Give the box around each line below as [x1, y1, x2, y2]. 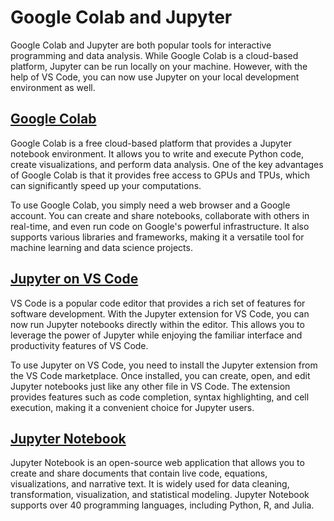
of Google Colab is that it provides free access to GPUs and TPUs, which [10, 169, 311, 181]
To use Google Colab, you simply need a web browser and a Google [10, 199, 291, 211]
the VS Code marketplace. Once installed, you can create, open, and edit [10, 369, 311, 381]
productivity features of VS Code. [10, 339, 149, 351]
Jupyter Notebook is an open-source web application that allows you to [10, 457, 305, 469]
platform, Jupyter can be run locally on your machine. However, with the [10, 60, 308, 72]
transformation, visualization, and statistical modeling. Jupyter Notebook [10, 489, 310, 501]
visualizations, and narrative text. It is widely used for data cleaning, [10, 478, 290, 490]
